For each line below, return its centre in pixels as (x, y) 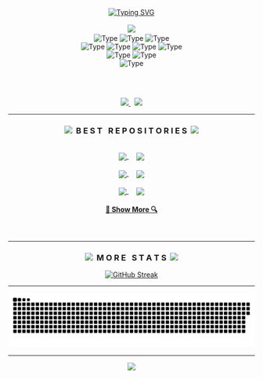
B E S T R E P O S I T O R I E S (131, 130)
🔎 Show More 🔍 (131, 210)
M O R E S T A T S (131, 257)
